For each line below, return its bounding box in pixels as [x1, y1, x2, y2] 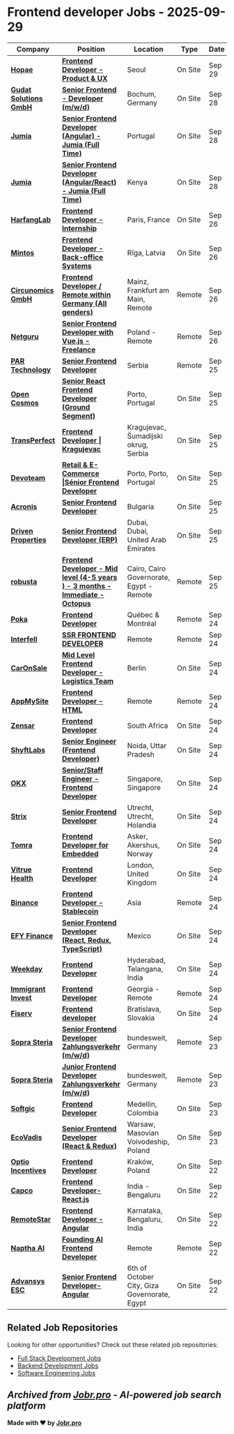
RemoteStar [10, 1214, 51, 1224]
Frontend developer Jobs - [7, 4, 165, 20]
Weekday [10, 964, 43, 973]
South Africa [127, 720, 169, 730]
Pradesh [127, 749, 155, 759]
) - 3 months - [61, 581, 112, 590]
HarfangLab [10, 214, 51, 224]
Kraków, [127, 1156, 155, 1166]
